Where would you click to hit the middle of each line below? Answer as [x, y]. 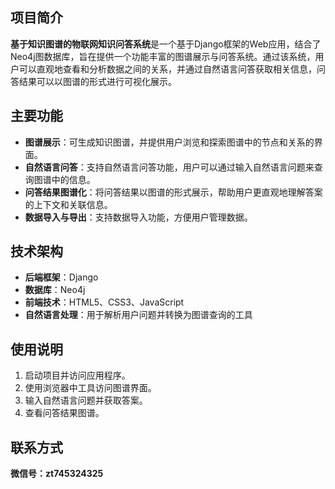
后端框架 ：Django [61, 277]
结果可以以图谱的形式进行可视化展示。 [97, 81]
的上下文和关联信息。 [68, 204]
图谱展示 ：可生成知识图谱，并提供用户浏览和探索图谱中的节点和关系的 [169, 142]
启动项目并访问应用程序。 [77, 375]
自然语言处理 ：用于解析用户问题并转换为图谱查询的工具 [138, 315]
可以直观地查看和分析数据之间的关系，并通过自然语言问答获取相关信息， [167, 69]
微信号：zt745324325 [57, 474]
